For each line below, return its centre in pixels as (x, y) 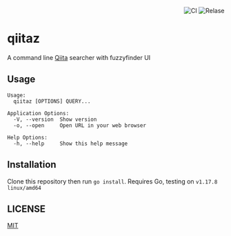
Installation (32, 165)
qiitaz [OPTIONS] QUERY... (52, 101)
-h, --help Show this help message (71, 144)
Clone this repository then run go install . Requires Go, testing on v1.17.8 (112, 181)
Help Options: (28, 137)
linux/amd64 (24, 188)
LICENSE (27, 209)
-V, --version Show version (55, 119)
